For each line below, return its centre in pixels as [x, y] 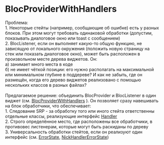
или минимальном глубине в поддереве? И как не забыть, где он [74, 74]
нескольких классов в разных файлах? [46, 85]
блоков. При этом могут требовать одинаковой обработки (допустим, [79, 33]
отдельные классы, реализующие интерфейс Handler [61, 116]
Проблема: [17, 23]
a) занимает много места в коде [39, 64]
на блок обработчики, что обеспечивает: [48, 106]
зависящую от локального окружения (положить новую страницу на [77, 48]
